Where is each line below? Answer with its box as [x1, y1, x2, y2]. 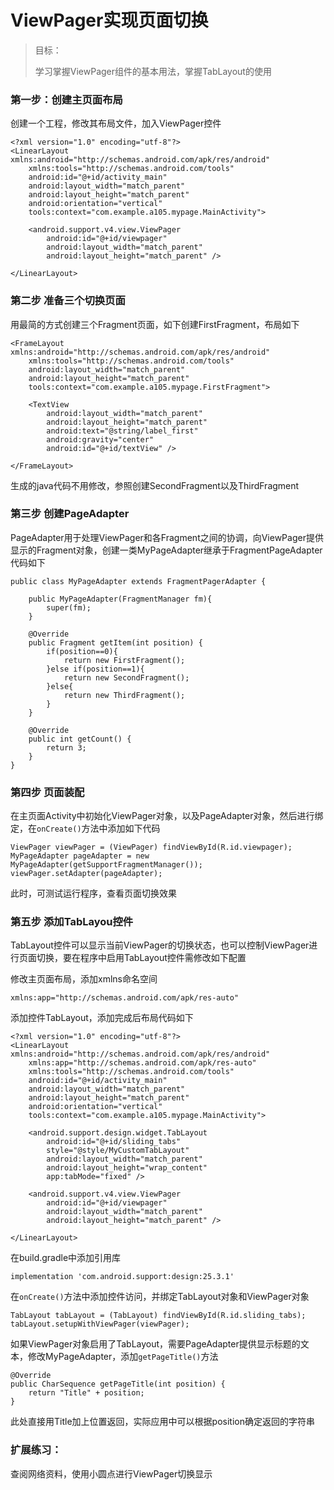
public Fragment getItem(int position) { [28, 637, 203, 648]
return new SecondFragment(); [63, 672, 190, 683]
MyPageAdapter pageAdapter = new [10, 851, 150, 861]
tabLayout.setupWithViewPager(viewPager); [10, 1319, 190, 1330]
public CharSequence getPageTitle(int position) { [10, 1379, 226, 1390]
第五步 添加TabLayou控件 [10, 915, 134, 929]
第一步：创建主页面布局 [10, 92, 123, 106]
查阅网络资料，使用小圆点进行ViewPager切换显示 [10, 1467, 213, 1480]
